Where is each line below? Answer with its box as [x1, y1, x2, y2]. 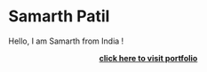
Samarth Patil [8, 6, 110, 27]
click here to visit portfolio [99, 52, 198, 63]
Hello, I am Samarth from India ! [8, 36, 124, 46]
